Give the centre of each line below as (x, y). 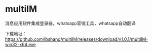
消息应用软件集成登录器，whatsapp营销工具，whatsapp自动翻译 (70, 23)
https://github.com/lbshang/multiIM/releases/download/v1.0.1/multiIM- (76, 39)
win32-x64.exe (20, 44)
